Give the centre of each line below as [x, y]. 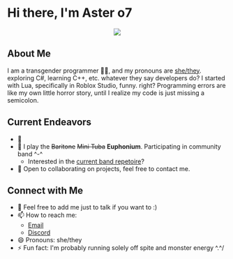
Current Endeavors [50, 123]
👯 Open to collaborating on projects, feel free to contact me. [104, 168]
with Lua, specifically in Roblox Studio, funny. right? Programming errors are [116, 85]
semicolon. [23, 100]
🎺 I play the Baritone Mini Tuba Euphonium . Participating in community [119, 146]
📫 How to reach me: [47, 215]
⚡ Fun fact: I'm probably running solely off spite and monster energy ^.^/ [121, 248]
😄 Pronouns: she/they [50, 240]
